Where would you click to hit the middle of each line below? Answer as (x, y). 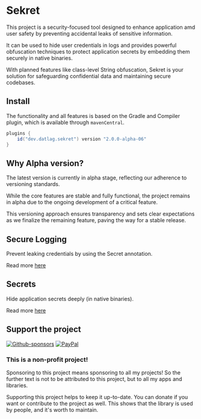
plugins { (19, 133)
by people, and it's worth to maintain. (52, 409)
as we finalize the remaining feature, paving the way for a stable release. (96, 220)
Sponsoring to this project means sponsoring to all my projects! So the (93, 372)
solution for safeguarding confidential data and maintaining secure (89, 76)
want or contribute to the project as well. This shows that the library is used (100, 403)
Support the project (44, 330)
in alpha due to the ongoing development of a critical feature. (82, 202)
